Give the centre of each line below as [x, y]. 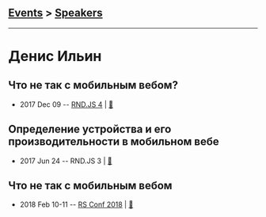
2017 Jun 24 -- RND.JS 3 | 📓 [66, 161]
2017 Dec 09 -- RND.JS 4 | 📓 [66, 104]
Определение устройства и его [90, 129]
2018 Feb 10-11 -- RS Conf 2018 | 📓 [76, 204]
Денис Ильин [55, 56]
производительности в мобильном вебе [114, 142]
